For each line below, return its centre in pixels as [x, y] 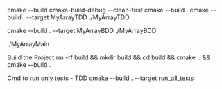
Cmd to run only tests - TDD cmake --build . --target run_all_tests [101, 78]
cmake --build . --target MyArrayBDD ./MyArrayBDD [82, 31]
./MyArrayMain [28, 44]
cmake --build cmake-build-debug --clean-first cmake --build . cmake [108, 10]
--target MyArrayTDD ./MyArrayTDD [78, 17]
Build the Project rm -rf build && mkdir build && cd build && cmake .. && [109, 57]
